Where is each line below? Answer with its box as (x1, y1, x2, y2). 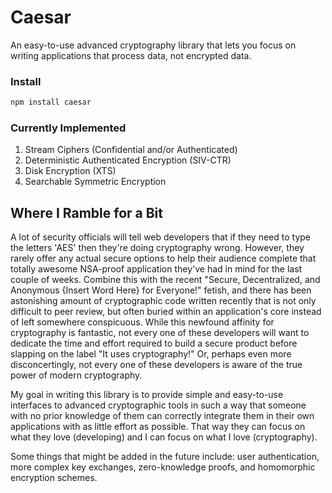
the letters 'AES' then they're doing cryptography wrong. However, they (10, 242, 305, 254)
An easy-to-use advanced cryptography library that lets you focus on (10, 39, 297, 51)
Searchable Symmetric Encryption (24, 176, 167, 188)
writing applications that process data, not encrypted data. (10, 49, 252, 61)
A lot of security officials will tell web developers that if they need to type (10, 231, 312, 243)
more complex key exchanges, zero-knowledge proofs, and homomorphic (10, 461, 316, 473)
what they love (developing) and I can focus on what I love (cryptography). (10, 431, 318, 443)
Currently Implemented (10, 121, 127, 135)
